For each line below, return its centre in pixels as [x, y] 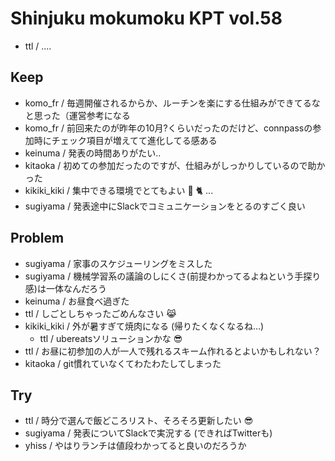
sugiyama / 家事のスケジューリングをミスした [118, 263]
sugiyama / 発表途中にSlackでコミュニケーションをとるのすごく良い [165, 206]
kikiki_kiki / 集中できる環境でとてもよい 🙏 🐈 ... [119, 190]
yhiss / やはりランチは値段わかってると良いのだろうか [135, 446]
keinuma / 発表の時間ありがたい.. [93, 153]
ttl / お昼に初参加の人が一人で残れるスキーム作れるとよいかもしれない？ [173, 351]
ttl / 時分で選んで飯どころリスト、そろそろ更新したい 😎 [139, 421]
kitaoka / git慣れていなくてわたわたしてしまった [123, 363]
